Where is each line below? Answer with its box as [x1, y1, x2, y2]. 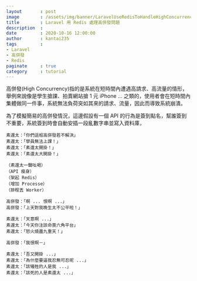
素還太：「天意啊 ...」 [6, 216, 54, 222]
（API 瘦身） [6, 169, 35, 174]
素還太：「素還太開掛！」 [6, 145, 57, 151]
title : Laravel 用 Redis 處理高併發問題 [6, 19, 120, 25]
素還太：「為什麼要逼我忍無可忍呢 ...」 [6, 258, 89, 263]
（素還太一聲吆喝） [6, 162, 46, 169]
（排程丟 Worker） [6, 187, 47, 193]
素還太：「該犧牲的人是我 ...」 [6, 264, 72, 270]
